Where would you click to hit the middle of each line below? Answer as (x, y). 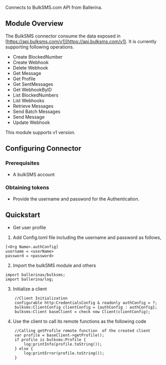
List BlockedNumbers (35, 95)
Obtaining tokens (27, 188)
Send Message (29, 117)
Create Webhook (31, 62)
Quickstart (23, 215)
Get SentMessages (33, 84)
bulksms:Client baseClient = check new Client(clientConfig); (82, 312)
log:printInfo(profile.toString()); (63, 344)
